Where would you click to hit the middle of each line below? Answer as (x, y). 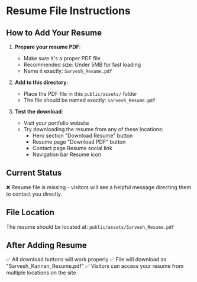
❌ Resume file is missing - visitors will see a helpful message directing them (99, 187)
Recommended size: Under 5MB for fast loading (82, 64)
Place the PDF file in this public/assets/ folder (80, 94)
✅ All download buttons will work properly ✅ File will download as (86, 260)
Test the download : (39, 111)
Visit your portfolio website (56, 123)
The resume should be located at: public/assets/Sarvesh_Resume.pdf (90, 226)
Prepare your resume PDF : (48, 47)
